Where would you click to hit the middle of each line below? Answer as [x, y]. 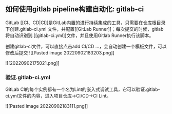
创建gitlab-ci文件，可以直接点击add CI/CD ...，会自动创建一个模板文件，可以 [86, 46]
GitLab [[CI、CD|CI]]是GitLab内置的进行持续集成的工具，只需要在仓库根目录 [85, 23]
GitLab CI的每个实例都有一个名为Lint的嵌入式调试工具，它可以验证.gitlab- [83, 89]
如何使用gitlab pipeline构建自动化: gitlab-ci [75, 9]
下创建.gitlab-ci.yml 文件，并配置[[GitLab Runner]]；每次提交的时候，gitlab [84, 29]
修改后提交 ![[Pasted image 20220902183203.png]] [60, 52]
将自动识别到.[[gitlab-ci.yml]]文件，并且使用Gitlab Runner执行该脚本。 [80, 35]
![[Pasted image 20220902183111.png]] [47, 106]
